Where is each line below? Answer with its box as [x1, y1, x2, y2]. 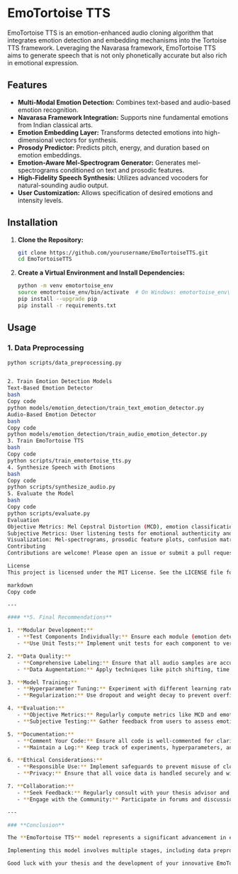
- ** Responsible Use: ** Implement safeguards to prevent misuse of [16, 763, 220, 770]
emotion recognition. [17, 105, 79, 114]
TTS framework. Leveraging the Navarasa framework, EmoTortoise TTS [7, 43, 216, 52]
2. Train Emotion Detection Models [7, 378, 113, 385]
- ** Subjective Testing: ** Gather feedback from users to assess [16, 718, 214, 725]
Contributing [7, 543, 46, 551]
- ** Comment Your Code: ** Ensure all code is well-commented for [16, 737, 214, 744]
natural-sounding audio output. [17, 181, 108, 189]
